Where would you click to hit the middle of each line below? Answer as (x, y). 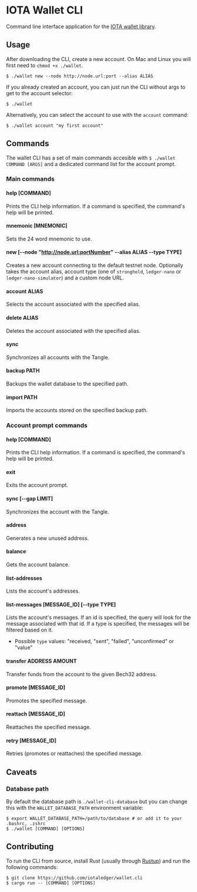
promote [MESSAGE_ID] (36, 688)
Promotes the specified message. (47, 700)
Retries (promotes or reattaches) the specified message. (74, 754)
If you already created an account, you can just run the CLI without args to (96, 87)
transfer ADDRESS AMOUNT (42, 661)
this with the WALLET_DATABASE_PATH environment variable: (75, 807)
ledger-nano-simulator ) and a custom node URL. (65, 278)
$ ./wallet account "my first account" (55, 126)
